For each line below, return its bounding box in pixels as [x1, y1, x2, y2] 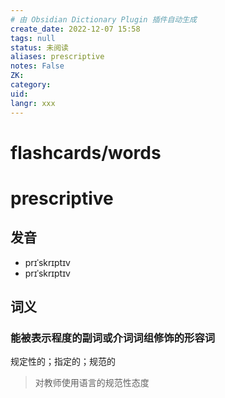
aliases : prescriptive [10, 52, 105, 62]
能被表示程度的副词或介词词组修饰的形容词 [10, 331, 216, 345]
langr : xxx [10, 98, 56, 108]
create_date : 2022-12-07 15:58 [10, 24, 141, 34]
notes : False [10, 61, 65, 71]
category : [10, 80, 52, 90]
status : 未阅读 [10, 42, 69, 53]
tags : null [10, 33, 56, 43]
